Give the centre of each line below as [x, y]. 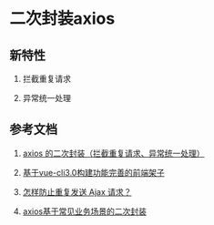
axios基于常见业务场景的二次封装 [85, 211]
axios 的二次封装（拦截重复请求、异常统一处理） [113, 153]
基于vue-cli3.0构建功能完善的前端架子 [94, 172]
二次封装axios [62, 19]
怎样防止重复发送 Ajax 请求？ [77, 191]
